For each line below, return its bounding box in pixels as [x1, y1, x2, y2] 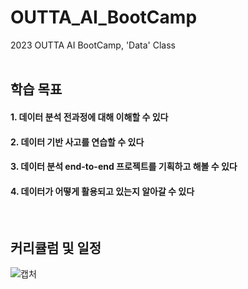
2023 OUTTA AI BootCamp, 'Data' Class [10, 39, 176, 51]
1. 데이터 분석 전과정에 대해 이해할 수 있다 [10, 111, 169, 123]
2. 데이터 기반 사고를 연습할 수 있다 [10, 136, 145, 148]
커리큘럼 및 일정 [10, 239, 102, 256]
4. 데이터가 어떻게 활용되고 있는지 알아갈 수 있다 [10, 185, 195, 197]
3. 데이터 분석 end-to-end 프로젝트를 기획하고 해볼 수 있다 [10, 161, 238, 173]
